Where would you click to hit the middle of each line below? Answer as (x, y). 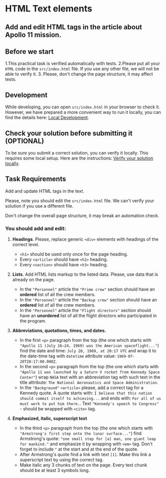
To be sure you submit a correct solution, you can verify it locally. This (77, 153)
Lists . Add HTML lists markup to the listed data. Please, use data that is (85, 274)
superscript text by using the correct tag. (61, 460)
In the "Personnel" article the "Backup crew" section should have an (88, 300)
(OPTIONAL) (25, 141)
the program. (33, 321)
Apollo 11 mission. (33, 35)
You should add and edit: (36, 228)
